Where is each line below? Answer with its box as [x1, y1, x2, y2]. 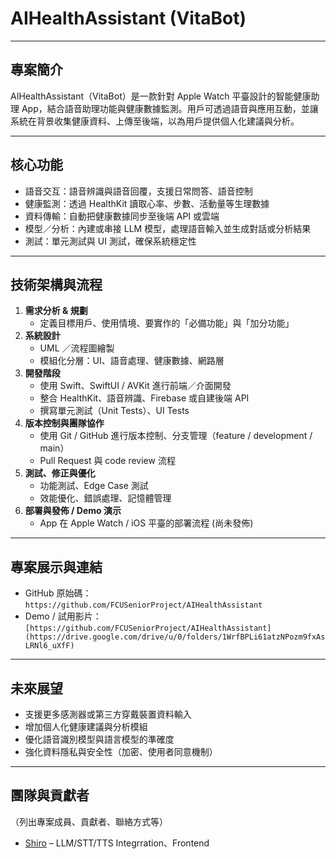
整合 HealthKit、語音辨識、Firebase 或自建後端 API [39, 392, 250, 404]
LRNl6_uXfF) [24, 641, 75, 651]
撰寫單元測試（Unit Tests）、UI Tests [39, 405, 190, 417]
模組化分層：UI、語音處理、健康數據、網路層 [39, 355, 225, 367]
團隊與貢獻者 [10, 787, 90, 804]
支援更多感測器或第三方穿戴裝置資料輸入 [24, 708, 192, 720]
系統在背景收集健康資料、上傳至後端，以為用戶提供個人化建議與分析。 [10, 115, 300, 127]
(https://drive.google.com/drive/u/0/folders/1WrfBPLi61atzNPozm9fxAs [24, 632, 326, 642]
